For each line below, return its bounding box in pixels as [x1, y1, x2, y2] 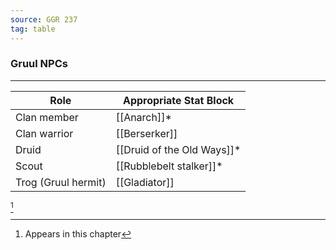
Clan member [15, 110, 79, 124]
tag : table [10, 24, 56, 34]
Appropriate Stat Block [122, 93, 235, 107]
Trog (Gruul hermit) [15, 175, 107, 189]
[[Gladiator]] [115, 175, 175, 189]
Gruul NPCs [10, 57, 68, 71]
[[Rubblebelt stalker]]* [115, 159, 223, 173]
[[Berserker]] [115, 126, 178, 140]
